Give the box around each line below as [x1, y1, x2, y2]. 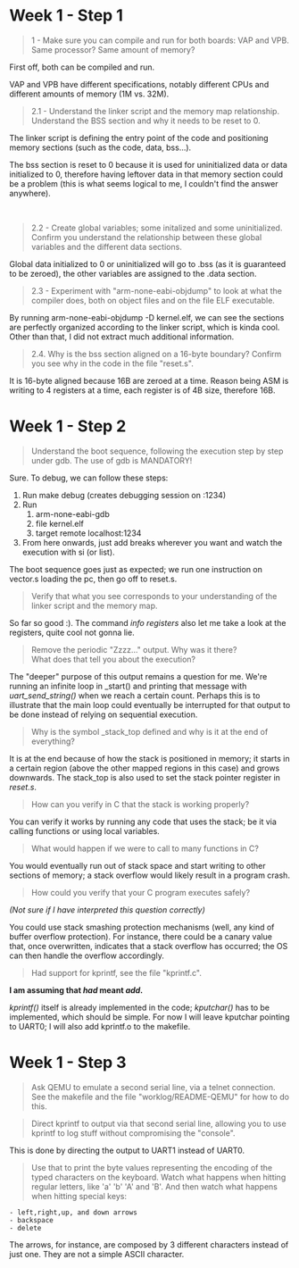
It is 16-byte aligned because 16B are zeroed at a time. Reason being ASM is [9, 375, 289, 386]
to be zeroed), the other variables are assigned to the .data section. [9, 268, 257, 279]
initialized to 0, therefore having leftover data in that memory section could [9, 169, 284, 179]
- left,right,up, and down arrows [9, 1207, 138, 1217]
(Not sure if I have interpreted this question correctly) [9, 904, 205, 915]
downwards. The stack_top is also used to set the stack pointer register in [9, 772, 281, 782]
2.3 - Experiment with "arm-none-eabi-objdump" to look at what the [30, 285, 283, 296]
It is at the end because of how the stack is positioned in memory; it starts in [9, 753, 290, 763]
